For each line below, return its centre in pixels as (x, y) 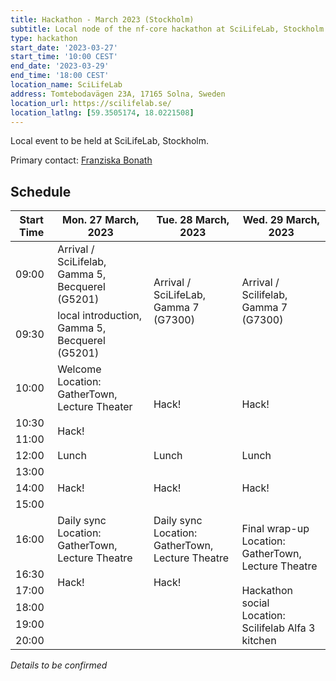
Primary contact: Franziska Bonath (81, 160)
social (255, 603)
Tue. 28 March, (193, 220)
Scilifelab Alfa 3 (278, 628)
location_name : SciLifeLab (66, 85)
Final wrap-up (275, 529)
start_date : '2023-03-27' (64, 47)
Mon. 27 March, (101, 220)
